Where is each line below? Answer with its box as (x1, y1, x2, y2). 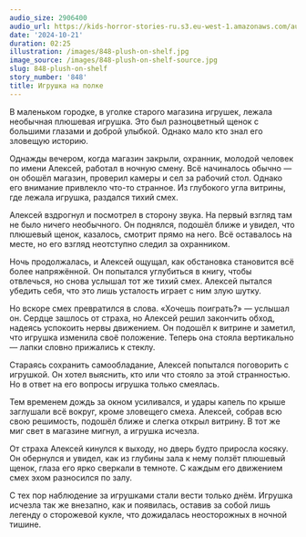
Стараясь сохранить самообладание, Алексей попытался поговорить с (9, 359, 290, 370)
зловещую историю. (9, 135, 89, 146)
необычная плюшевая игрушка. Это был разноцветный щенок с (9, 116, 260, 127)
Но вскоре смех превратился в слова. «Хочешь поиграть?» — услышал (9, 303, 290, 314)
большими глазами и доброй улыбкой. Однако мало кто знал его (9, 125, 263, 137)
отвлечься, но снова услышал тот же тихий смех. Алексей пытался (9, 275, 272, 286)
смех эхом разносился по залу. (9, 471, 132, 483)
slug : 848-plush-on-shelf (9, 65, 107, 74)
